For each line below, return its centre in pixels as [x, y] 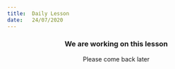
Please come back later [116, 59]
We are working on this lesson [116, 44]
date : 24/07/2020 [35, 20]
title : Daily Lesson [38, 13]
